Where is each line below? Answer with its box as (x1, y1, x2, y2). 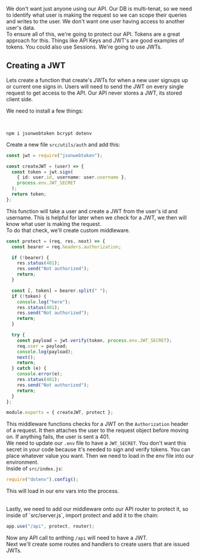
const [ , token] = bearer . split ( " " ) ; (11, 288, 109, 294)
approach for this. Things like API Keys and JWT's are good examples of (6, 37, 184, 44)
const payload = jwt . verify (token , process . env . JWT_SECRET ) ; (17, 337, 172, 343)
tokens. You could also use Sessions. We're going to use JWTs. (6, 43, 162, 50)
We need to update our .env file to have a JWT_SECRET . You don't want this (6, 440, 186, 447)
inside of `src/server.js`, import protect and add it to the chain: (6, 512, 159, 519)
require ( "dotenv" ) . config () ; (6, 476, 79, 483)
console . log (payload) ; (17, 349, 73, 355)
